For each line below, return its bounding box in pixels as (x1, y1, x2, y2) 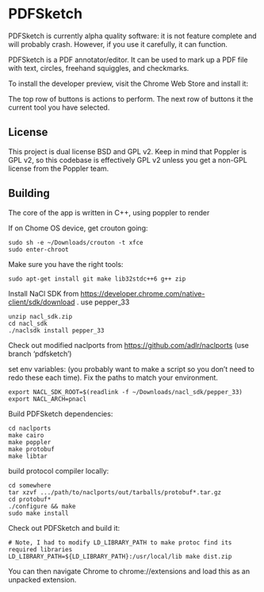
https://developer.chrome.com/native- (80, 288, 205, 298)
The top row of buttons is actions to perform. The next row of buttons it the (8, 94, 254, 103)
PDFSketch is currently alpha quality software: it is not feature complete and (8, 31, 257, 41)
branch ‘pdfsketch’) (8, 349, 72, 358)
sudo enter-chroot (8, 246, 69, 253)
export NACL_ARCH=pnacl (8, 395, 87, 403)
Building (8, 187, 50, 200)
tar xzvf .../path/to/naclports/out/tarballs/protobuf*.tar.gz (8, 488, 222, 497)
